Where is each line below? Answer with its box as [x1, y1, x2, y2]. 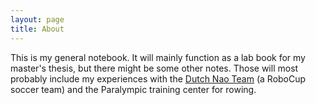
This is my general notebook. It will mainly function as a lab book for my [10, 51, 306, 63]
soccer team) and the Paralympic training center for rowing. [10, 83, 257, 95]
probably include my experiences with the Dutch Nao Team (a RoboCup [10, 72, 307, 85]
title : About [10, 24, 65, 34]
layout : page [10, 14, 65, 25]
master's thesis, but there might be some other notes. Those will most [10, 62, 299, 74]
